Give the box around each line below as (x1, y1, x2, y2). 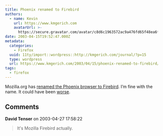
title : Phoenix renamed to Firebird (5, 7, 79, 12)
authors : (5, 12, 23, 17)
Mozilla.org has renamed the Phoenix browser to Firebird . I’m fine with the (5, 84, 153, 89)
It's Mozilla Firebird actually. (16, 125, 73, 131)
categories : (9, 43, 34, 48)
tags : (5, 66, 16, 71)
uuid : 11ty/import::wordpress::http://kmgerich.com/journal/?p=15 (9, 52, 147, 57)
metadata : (5, 39, 25, 44)
